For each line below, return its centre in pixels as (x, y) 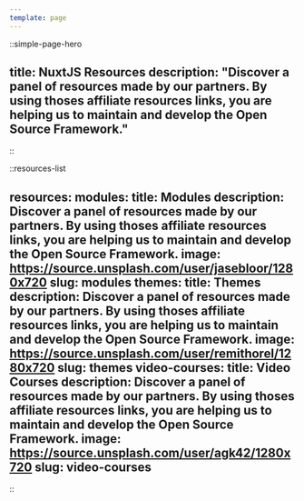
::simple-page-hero (46, 44)
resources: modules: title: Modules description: (147, 197)
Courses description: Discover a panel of (127, 381)
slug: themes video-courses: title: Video (174, 368)
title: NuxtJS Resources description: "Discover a (150, 72)
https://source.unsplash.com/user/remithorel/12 (151, 353)
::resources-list (38, 168)
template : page (38, 18)
